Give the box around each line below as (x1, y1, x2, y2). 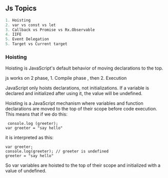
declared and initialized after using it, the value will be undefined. (5, 91, 142, 97)
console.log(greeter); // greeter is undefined (5, 149, 109, 154)
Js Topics (5, 4, 37, 13)
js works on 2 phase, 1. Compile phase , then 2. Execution (5, 75, 127, 81)
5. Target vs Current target (5, 41, 68, 47)
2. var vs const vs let (5, 23, 56, 28)
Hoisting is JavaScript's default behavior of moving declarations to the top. (5, 65, 163, 71)
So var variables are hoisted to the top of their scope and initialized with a (5, 162, 161, 168)
